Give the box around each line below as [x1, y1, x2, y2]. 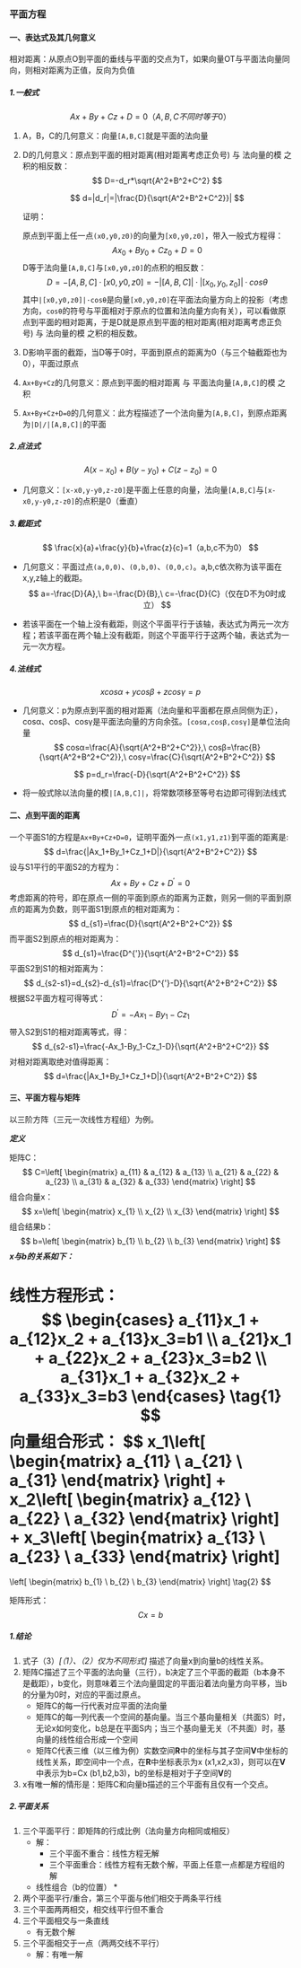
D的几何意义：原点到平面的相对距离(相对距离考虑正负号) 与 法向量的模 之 [21, 150, 292, 161]
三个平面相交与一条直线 [21, 1915, 109, 1926]
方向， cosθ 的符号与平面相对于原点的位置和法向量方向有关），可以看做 [21, 305, 279, 316]
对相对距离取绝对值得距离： [9, 1056, 112, 1067]
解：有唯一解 [35, 1948, 83, 1959]
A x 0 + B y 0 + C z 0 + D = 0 [111, 245, 203, 258]
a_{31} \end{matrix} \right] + [9, 1471, 227, 1491]
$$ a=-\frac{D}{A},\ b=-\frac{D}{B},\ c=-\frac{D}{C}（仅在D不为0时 [28, 588, 279, 599]
